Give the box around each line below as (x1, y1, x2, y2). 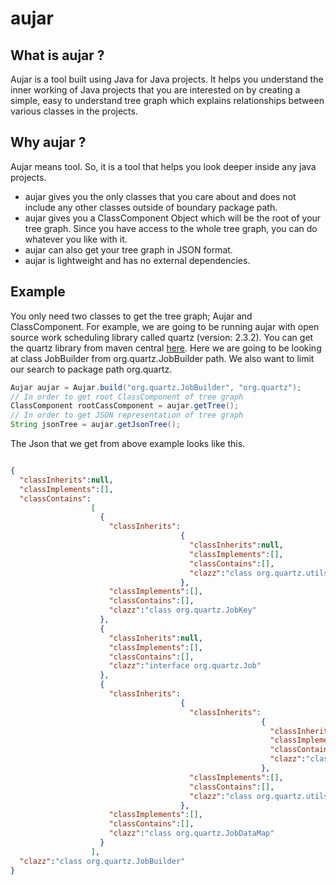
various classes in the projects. (10, 105, 138, 117)
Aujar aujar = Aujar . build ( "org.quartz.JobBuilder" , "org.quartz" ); (10, 382, 302, 392)
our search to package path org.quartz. (10, 363, 173, 375)
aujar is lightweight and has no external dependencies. (24, 254, 251, 266)
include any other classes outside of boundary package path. (24, 201, 278, 213)
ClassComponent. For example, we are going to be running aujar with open (10, 320, 320, 332)
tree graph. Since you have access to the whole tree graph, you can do (24, 222, 318, 234)
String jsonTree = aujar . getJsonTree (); (10, 420, 182, 430)
